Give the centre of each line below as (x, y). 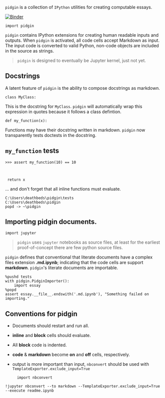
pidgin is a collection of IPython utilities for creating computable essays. (79, 7)
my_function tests (32, 151)
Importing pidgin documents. (51, 222)
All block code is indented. (40, 345)
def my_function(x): (26, 121)
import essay (27, 286)
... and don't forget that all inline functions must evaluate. (63, 189)
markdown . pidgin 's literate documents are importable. (62, 268)
